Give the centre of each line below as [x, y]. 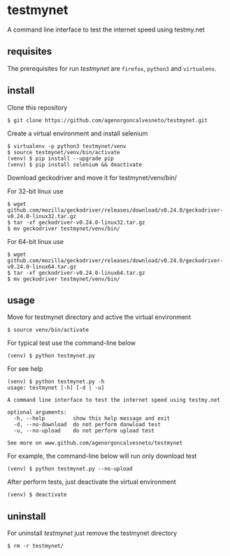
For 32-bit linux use [36, 191]
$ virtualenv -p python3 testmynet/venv [67, 146]
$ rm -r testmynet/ [36, 546]
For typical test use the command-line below [72, 343]
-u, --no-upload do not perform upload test [84, 431]
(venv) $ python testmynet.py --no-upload [70, 469]
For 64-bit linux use [36, 241]
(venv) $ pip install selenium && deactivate [74, 164]
